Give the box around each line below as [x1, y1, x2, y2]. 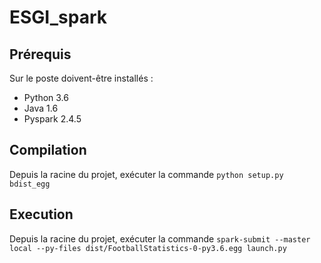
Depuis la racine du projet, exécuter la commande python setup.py [9, 168, 284, 180]
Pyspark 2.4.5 [23, 113, 82, 125]
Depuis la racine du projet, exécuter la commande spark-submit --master [9, 232, 311, 245]
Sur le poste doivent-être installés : [9, 72, 154, 84]
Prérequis [9, 46, 72, 63]
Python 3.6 [23, 92, 69, 103]
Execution [9, 206, 74, 223]
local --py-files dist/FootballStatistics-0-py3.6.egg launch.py [9, 243, 287, 253]
